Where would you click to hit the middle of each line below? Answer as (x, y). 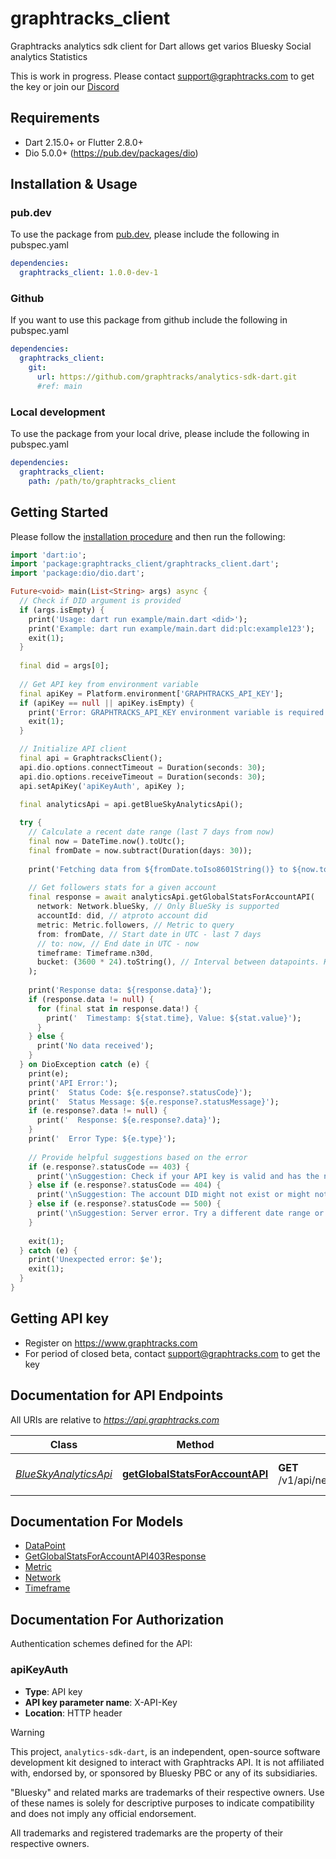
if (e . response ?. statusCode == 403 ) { (109, 1167)
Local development (58, 412)
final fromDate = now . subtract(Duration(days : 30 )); (140, 850)
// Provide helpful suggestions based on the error (138, 1157)
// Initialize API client (73, 749)
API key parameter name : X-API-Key (101, 1702)
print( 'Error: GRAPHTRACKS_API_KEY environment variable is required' (178, 712)
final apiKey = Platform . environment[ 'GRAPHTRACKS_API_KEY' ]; (151, 693)
